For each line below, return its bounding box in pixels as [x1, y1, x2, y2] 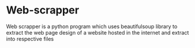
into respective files [6, 35, 54, 42]
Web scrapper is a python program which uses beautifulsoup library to [6, 23, 178, 30]
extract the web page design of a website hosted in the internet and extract [6, 29, 190, 36]
